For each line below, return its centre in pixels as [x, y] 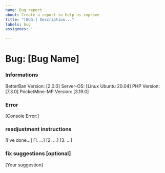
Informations [22, 75]
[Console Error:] [22, 116]
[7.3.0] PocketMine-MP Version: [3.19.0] [47, 91]
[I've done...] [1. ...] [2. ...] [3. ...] [39, 140]
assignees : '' [20, 29]
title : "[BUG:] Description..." [40, 19]
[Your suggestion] [24, 165]
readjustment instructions [38, 129]
